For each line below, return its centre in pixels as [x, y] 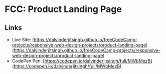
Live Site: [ [23, 39]
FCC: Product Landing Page [63, 9]
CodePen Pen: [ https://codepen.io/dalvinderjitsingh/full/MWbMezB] [82, 61]
